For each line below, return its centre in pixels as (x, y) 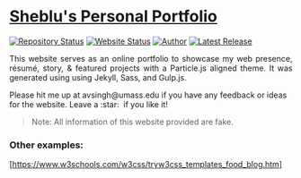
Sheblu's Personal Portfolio (113, 17)
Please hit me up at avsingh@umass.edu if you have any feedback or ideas (148, 95)
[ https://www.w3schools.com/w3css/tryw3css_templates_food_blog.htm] (146, 165)
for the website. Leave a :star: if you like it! (89, 104)
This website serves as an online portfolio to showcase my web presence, (151, 58)
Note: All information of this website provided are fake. (132, 122)
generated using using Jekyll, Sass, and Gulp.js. (98, 77)
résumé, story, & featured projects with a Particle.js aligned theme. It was (151, 68)
